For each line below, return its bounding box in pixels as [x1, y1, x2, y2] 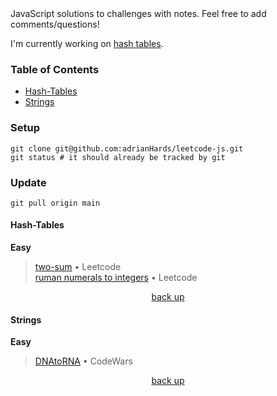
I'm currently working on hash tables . [10, 38, 164, 49]
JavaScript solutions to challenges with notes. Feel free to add [10, 8, 267, 19]
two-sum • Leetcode [34, 261, 122, 273]
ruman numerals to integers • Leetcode [34, 272, 198, 284]
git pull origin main [10, 198, 101, 208]
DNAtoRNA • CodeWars [34, 355, 133, 367]
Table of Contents [10, 62, 100, 76]
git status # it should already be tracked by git [10, 152, 226, 162]
